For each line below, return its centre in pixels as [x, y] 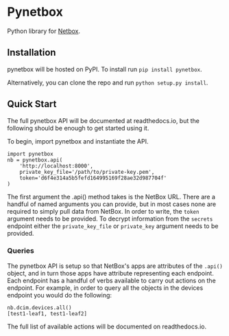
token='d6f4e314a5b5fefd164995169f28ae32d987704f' [93, 178]
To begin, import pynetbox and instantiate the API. [78, 141]
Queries [21, 251]
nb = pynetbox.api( [35, 160]
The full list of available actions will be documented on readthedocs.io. [107, 326]
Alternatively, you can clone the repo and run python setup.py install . [108, 82]
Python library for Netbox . [44, 31]
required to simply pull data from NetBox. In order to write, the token [103, 211]
